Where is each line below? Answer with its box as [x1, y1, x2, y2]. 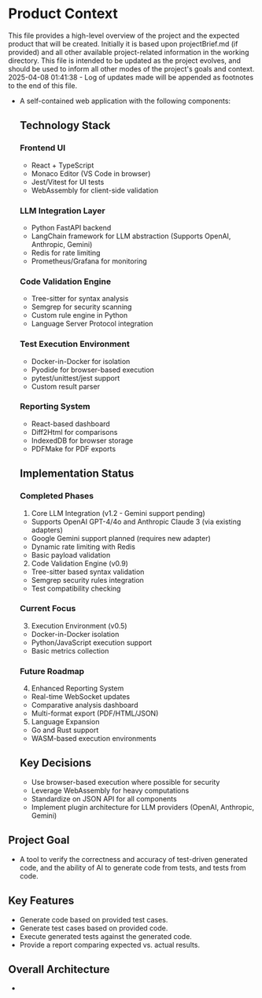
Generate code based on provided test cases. [19, 915, 168, 924]
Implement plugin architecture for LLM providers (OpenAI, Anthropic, [31, 802, 255, 812]
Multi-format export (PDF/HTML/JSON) [31, 709, 159, 718]
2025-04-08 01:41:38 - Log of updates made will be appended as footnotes [8, 72, 254, 82]
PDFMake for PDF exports [31, 444, 116, 453]
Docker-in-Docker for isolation [31, 356, 131, 366]
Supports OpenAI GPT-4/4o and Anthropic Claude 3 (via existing [31, 517, 242, 526]
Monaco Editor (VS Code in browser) [31, 168, 151, 178]
